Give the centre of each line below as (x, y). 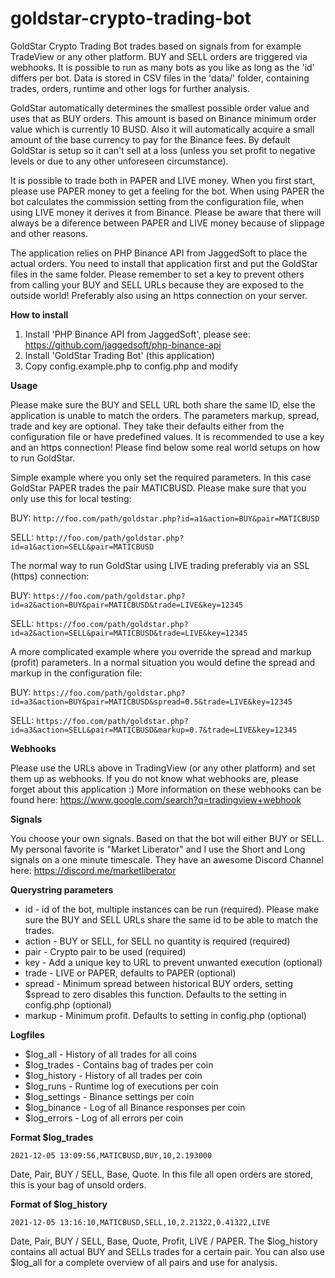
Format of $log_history (59, 1204)
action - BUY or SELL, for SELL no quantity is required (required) (157, 941)
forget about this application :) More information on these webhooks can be (166, 789)
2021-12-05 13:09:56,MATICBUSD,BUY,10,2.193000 (111, 1155)
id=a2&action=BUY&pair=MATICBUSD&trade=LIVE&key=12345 (127, 605)
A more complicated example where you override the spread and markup (161, 651)
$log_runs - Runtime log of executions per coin (121, 1086)
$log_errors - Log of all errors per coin (104, 1118)
